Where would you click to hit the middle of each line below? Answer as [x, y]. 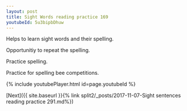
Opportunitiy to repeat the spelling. [48, 50]
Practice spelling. [27, 61]
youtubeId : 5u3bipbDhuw [35, 22]
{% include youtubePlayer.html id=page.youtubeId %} [71, 84]
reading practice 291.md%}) [40, 102]
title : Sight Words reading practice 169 [57, 17]
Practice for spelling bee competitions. [53, 73]
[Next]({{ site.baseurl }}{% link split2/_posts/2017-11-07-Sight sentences [93, 96]
